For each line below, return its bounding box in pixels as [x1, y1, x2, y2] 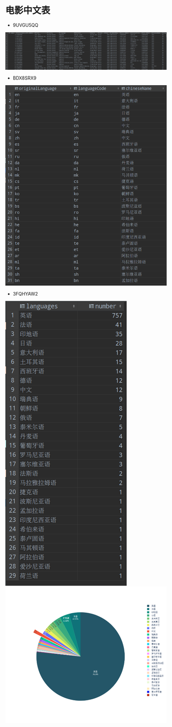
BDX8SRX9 [12, 75, 37, 81]
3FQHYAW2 [12, 290, 38, 297]
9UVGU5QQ [12, 22, 38, 28]
